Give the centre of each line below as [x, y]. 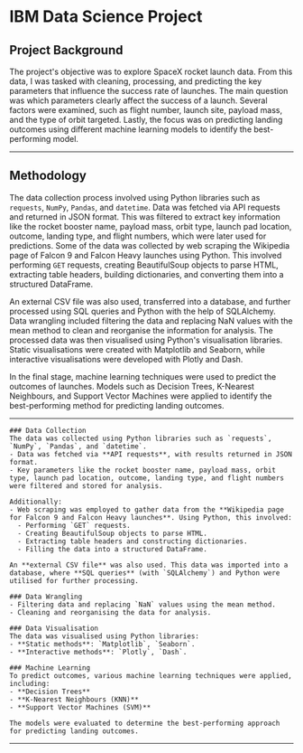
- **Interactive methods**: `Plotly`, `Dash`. [98, 652]
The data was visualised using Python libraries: [105, 636]
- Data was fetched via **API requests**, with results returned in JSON [151, 454]
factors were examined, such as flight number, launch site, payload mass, [146, 110]
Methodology [48, 176]
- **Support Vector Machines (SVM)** [80, 707]
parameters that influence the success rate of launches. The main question [149, 91]
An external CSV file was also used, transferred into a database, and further [150, 301]
